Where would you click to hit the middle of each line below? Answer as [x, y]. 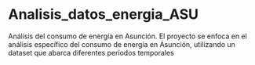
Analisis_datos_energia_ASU [103, 14]
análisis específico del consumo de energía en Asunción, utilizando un [122, 44]
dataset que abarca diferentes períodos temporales [91, 52]
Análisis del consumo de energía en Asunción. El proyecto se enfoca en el [127, 36]
